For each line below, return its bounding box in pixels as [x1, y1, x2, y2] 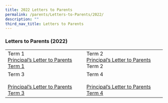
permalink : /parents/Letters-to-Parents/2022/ [5, 12, 104, 17]
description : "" [5, 16, 39, 21]
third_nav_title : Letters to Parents [5, 21, 84, 26]
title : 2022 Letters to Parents [5, 7, 72, 12]
